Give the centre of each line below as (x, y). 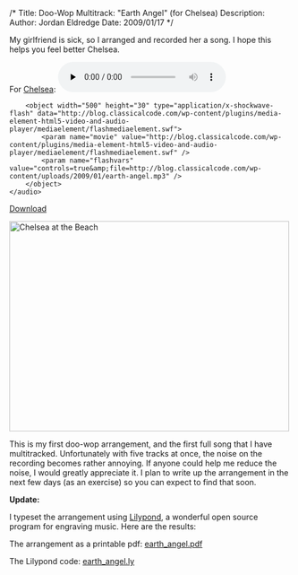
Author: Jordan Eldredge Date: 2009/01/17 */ (91, 22)
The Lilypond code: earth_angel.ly (72, 561)
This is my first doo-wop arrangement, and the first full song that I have (141, 444)
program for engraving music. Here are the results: (103, 527)
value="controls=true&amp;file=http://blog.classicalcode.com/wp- (136, 169)
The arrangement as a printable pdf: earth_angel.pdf (106, 544)
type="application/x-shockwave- (214, 106)
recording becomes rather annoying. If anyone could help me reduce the (143, 463)
